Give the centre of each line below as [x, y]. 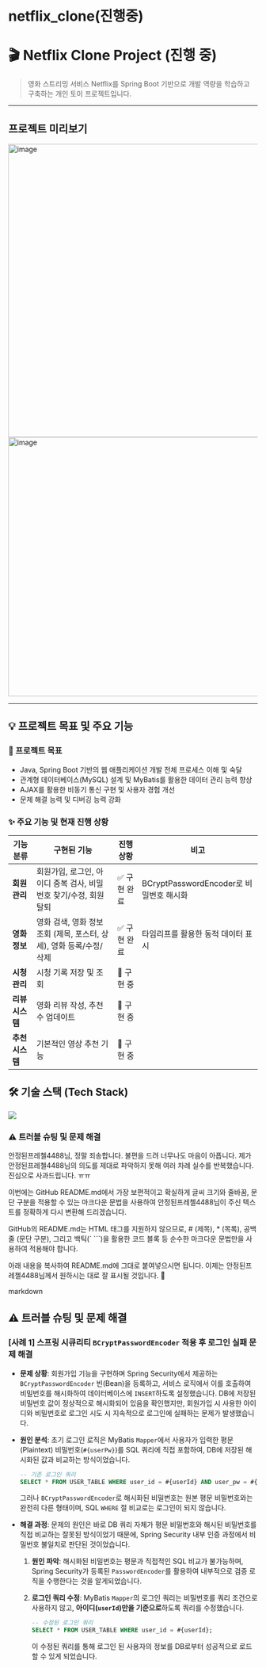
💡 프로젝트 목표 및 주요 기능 [71, 726]
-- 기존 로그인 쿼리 [48, 1475]
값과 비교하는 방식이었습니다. [85, 1460]
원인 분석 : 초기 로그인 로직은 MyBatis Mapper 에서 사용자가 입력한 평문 [126, 1440]
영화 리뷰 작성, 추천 [70, 1005]
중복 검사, [70, 883]
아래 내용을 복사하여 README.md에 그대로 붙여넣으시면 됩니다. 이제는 [116, 1265]
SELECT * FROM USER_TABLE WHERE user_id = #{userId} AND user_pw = [133, 1482]
